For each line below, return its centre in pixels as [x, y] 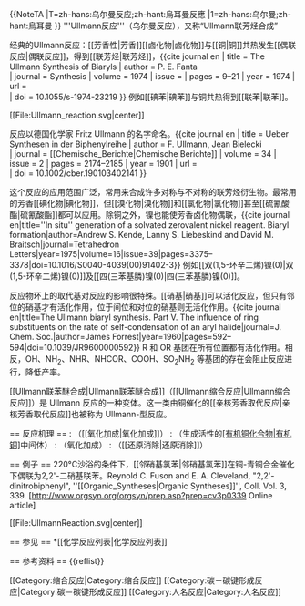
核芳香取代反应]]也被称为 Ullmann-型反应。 [91, 414]
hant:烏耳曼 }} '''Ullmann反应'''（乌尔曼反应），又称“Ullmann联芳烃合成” [144, 26]
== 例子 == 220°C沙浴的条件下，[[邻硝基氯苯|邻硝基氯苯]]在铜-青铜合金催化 [152, 464]
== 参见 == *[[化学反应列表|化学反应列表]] [88, 541]
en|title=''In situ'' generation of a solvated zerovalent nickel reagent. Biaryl [149, 225]
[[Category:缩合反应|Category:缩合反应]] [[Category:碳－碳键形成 [132, 580]
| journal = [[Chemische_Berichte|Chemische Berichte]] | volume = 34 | [143, 154]
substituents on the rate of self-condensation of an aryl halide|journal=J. [146, 327]
